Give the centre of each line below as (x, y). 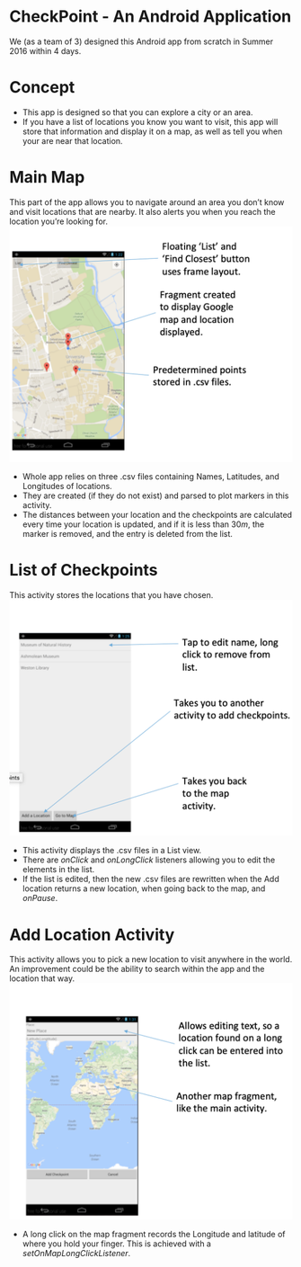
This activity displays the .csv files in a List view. (112, 851)
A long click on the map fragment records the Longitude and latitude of (154, 1234)
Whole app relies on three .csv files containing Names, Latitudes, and (151, 477)
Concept (42, 88)
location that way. (42, 978)
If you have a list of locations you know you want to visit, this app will (150, 121)
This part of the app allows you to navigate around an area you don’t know (147, 202)
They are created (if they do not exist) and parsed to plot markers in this (155, 495)
